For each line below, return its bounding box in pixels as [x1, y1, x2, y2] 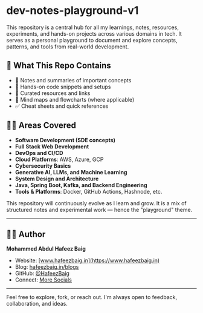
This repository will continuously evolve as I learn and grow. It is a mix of [6, 199, 187, 206]
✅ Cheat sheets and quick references [14, 102, 109, 110]
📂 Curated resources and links [14, 89, 91, 97]
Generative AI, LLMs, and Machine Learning [14, 168, 127, 176]
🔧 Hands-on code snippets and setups [14, 83, 111, 90]
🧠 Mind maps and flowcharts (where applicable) [14, 96, 135, 103]
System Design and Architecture [14, 175, 99, 182]
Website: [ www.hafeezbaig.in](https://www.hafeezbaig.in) [14, 257, 160, 264]
